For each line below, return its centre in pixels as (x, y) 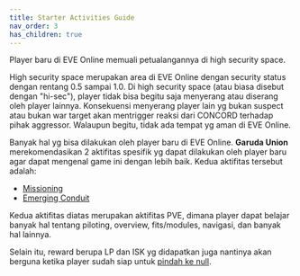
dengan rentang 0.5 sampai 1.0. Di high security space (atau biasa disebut (147, 87)
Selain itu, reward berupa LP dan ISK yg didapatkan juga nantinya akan (141, 252)
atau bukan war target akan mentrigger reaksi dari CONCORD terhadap (141, 116)
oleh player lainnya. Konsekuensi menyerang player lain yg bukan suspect (146, 106)
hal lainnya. (31, 235)
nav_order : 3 (34, 26)
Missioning (42, 189)
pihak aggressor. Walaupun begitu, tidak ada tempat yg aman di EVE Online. (150, 125)
